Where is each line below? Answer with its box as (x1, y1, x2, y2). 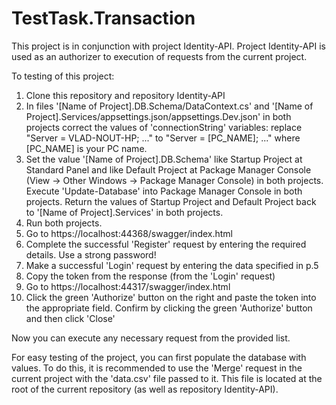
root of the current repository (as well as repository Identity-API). (11, 383, 279, 395)
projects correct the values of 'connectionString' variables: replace (25, 121, 303, 133)
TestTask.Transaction (11, 7, 196, 30)
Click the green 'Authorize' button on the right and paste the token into (25, 291, 317, 303)
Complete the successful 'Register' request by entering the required (25, 238, 307, 250)
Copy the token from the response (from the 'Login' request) (25, 270, 276, 282)
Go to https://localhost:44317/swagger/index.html (25, 280, 231, 292)
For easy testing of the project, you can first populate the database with (11, 351, 307, 363)
